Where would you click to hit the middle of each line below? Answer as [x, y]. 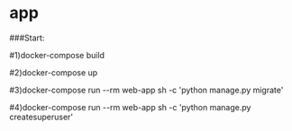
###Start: [27, 38]
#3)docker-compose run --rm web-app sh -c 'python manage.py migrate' [146, 90]
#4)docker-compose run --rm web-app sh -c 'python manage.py [130, 107]
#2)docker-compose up [54, 72]
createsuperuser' [41, 117]
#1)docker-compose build [57, 55]
